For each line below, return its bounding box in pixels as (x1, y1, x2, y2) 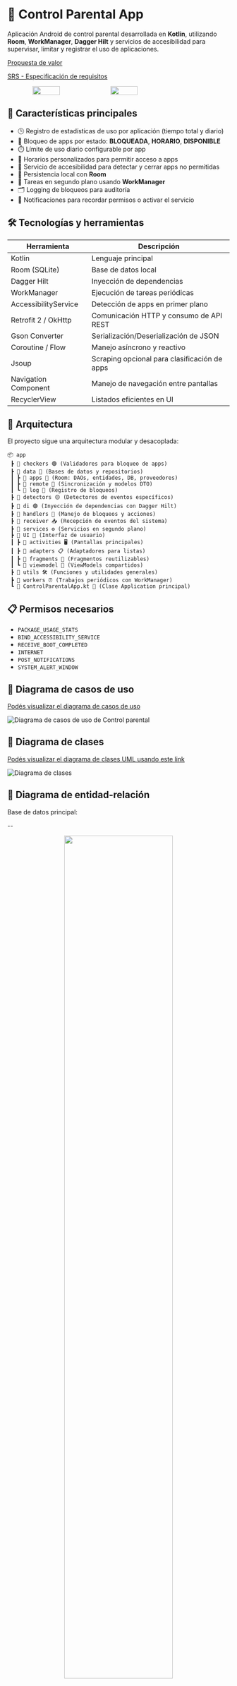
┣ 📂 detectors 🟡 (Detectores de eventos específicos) (10, 494, 174, 501)
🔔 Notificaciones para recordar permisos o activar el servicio (17, 195, 195, 204)
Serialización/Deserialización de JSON (91, 331, 219, 341)
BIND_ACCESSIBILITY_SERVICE (17, 634, 100, 642)
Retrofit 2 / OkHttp (11, 315, 72, 325)
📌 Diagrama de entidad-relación (7, 789, 150, 801)
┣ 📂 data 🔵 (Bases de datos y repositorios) (10, 469, 143, 476)
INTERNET (17, 649, 44, 656)
